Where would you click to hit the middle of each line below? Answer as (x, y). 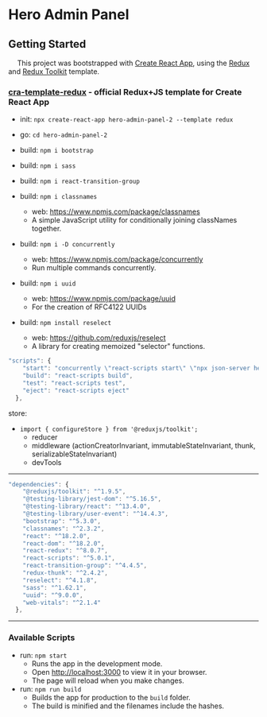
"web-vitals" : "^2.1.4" (62, 603)
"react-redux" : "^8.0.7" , (66, 551)
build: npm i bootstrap (56, 150)
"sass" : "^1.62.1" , (55, 587)
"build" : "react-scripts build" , (78, 376)
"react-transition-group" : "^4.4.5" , (85, 566)
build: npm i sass (48, 165)
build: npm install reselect (66, 323)
